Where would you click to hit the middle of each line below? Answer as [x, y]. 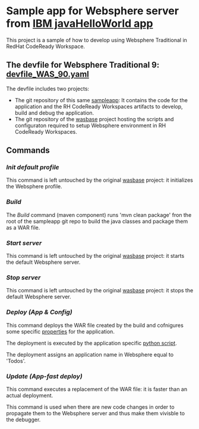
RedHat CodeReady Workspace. [45, 46]
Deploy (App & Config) [39, 312]
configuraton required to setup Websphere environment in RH [90, 125]
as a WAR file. [23, 228]
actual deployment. [30, 395]
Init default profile [33, 168]
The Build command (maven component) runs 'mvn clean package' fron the [99, 214]
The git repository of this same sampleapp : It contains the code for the [101, 100]
